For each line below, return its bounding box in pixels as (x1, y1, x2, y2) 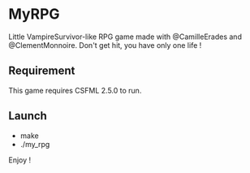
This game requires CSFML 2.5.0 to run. (8, 85, 142, 95)
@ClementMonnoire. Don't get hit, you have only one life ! (8, 40, 202, 50)
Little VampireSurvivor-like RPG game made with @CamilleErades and (8, 32, 242, 41)
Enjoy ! (8, 155, 32, 165)
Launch (8, 109, 47, 123)
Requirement (8, 64, 75, 78)
